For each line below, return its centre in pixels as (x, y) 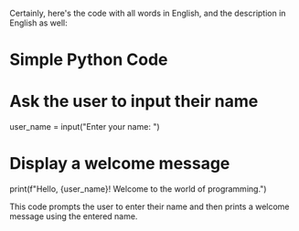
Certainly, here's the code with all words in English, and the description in (148, 13)
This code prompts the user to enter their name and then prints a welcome (149, 207)
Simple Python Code (89, 60)
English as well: (39, 23)
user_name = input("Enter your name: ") (85, 127)
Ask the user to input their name (134, 102)
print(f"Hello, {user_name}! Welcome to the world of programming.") (138, 189)
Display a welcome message (120, 164)
